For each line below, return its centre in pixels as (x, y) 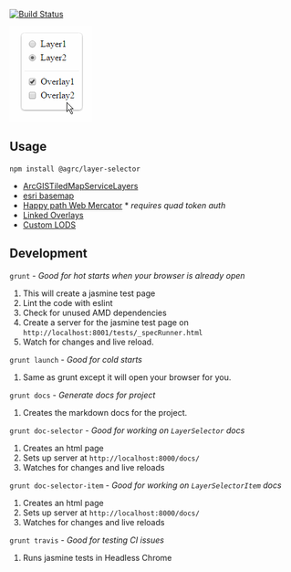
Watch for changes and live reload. (88, 342)
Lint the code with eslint (68, 302)
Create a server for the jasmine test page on (106, 322)
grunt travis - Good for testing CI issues (87, 540)
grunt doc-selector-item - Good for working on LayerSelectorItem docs (145, 485)
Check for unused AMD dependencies (94, 312)
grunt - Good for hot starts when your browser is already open (127, 275)
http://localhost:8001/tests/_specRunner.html (113, 333)
